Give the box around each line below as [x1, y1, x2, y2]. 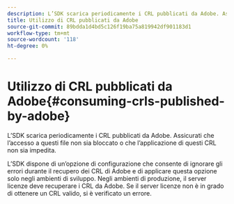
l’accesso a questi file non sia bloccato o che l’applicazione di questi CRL [7, 139, 217, 147]
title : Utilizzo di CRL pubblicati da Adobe [7, 17, 139, 24]
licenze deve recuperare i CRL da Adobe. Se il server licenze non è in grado [7, 182, 224, 190]
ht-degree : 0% [7, 42, 49, 49]
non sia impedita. [7, 146, 57, 154]
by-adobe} [7, 109, 71, 124]
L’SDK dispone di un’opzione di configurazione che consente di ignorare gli [7, 159, 223, 168]
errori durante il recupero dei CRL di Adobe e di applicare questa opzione [7, 166, 217, 175]
